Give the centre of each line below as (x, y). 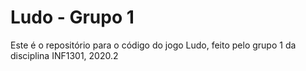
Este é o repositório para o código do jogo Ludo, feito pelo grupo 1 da (153, 45)
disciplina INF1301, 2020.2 (64, 55)
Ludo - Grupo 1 (72, 17)
